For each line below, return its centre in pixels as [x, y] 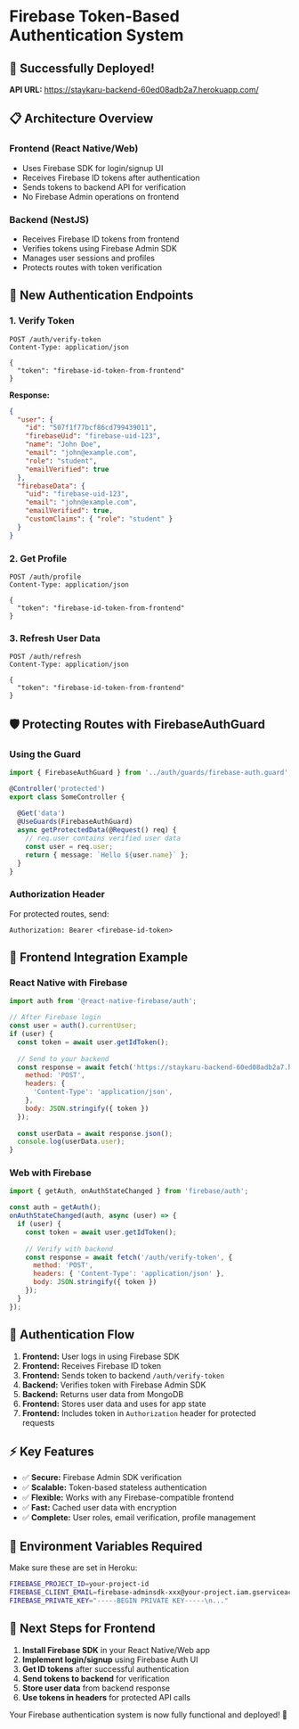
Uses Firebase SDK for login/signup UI [93, 168]
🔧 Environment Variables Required [106, 1546]
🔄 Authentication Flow [72, 1335]
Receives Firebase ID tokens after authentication [111, 177]
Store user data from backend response [96, 1688]
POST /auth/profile [45, 577]
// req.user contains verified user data [103, 839]
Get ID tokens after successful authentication [105, 1668]
